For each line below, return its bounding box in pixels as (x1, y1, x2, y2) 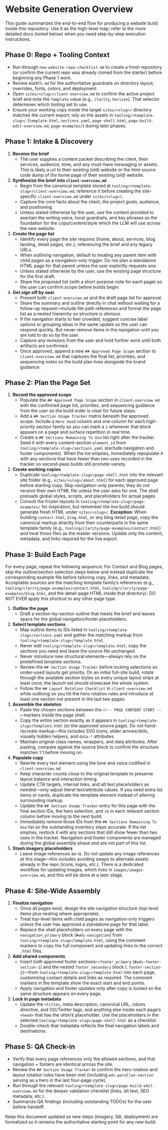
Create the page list (12, 230, 55, 236)
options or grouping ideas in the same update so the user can (20, 321, 147, 327)
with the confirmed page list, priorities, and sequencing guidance (20, 403, 155, 409)
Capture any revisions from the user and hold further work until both (20, 337, 161, 343)
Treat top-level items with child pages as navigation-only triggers (20, 916, 155, 922)
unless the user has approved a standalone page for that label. (20, 921, 149, 927)
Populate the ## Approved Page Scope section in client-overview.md (20, 397, 160, 403)
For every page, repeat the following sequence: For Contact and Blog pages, (5, 564, 163, 570)
